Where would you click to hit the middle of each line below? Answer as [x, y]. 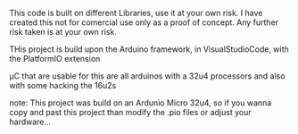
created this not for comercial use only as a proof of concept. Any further [144, 22]
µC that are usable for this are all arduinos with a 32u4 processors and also [147, 76]
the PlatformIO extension [55, 59]
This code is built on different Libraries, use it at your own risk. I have [136, 13]
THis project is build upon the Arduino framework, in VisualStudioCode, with [149, 49]
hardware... [30, 121]
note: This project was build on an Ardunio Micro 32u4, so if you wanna [141, 103]
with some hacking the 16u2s [63, 85]
